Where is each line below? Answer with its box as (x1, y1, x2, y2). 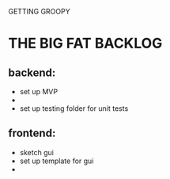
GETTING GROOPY (8, 7, 70, 16)
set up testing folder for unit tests (19, 104, 129, 113)
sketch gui (19, 147, 54, 157)
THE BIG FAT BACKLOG (8, 35, 163, 52)
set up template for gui (19, 156, 94, 166)
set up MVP (19, 87, 58, 96)
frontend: (8, 127, 56, 140)
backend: (8, 66, 56, 79)
